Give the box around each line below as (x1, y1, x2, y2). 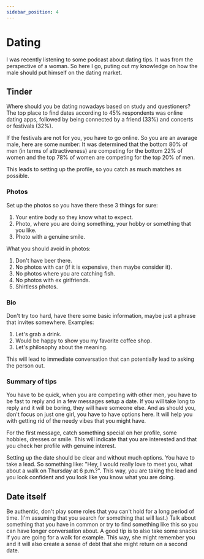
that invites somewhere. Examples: (6, 318, 94, 326)
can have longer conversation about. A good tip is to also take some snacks (6, 527, 197, 534)
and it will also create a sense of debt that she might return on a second (6, 541, 188, 548)
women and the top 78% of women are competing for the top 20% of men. (6, 154, 195, 161)
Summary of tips (6, 377, 57, 385)
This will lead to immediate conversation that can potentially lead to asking (6, 355, 194, 363)
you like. (15, 226, 37, 234)
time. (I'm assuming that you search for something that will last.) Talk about (6, 514, 196, 522)
